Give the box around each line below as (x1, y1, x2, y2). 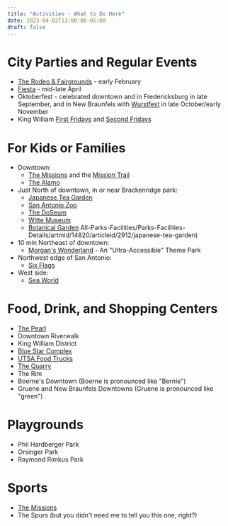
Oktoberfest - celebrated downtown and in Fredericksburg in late (17, 93, 207, 101)
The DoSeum (28, 208, 67, 217)
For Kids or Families (7, 139, 126, 156)
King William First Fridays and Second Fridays (17, 115, 152, 124)
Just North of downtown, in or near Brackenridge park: (17, 185, 178, 195)
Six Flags (28, 261, 55, 270)
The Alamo (28, 178, 60, 187)
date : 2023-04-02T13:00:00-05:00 (7, 17, 106, 24)
